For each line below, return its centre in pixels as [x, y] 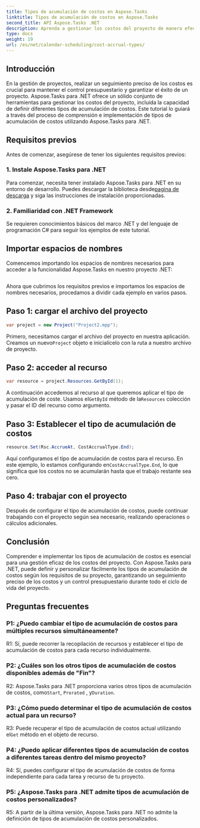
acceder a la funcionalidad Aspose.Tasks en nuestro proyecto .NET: [89, 269]
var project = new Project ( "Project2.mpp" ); [62, 325]
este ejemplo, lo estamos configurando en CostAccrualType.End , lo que [92, 464]
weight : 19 [20, 39]
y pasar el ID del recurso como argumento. [59, 405]
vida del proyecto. [28, 588]
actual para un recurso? [41, 715]
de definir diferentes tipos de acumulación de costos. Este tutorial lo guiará [98, 108]
